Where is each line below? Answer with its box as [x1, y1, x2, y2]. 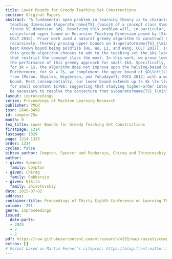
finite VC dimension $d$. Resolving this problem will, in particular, [10, 27, 166, 32]
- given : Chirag [5, 170, 40, 175]
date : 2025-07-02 [5, 189, 42, 194]
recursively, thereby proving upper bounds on [10, 41, 111, 46]
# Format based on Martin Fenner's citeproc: [5, 246, 104, 251]
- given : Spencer [5, 160, 42, 165]
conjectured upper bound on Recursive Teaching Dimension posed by [10, 31, 157, 36]
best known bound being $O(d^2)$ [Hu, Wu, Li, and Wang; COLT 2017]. [10, 46, 161, 51]
